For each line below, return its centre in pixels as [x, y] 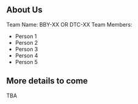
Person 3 [26, 49]
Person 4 [26, 55]
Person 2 [26, 42]
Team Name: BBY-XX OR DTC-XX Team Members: [69, 24]
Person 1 [26, 36]
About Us [24, 10]
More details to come [47, 81]
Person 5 [26, 62]
